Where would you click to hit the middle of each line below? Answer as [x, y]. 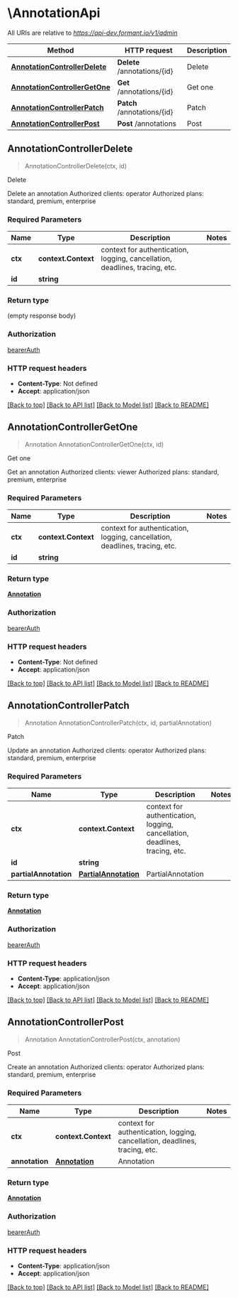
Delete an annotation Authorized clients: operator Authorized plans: [106, 193]
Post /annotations [147, 124]
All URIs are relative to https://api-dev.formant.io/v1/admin [93, 33]
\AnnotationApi [54, 13]
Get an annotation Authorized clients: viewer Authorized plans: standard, [113, 472]
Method [61, 50]
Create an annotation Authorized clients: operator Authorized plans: [106, 1066]
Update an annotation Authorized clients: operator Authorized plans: [107, 750]
